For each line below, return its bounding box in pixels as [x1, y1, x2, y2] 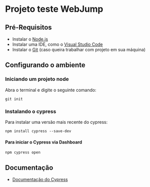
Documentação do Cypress [12, 177, 68, 182]
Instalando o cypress [5, 108, 57, 114]
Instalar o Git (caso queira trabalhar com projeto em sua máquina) [12, 47, 146, 52]
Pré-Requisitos [5, 23, 52, 32]
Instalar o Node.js [12, 36, 48, 42]
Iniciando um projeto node [5, 75, 69, 82]
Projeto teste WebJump [5, 3, 103, 15]
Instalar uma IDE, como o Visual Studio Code [12, 41, 103, 47]
